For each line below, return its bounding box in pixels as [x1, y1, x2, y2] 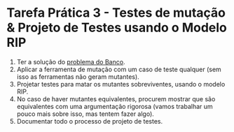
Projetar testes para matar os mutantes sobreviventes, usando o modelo [16, 80, 226, 88]
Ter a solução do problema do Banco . [16, 57, 125, 66]
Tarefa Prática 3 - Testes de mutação [6, 5, 226, 21]
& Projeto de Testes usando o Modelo [6, 20, 227, 36]
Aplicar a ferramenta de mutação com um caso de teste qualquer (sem [16, 65, 221, 73]
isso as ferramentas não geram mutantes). [16, 72, 139, 81]
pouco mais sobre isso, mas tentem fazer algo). [16, 110, 155, 118]
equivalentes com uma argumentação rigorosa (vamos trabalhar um [16, 102, 213, 110]
